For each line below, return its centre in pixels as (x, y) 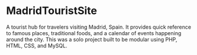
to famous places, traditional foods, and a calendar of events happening (94, 33)
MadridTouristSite (52, 11)
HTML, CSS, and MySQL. (37, 46)
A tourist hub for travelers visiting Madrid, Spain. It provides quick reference (98, 27)
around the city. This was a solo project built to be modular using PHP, (92, 39)
